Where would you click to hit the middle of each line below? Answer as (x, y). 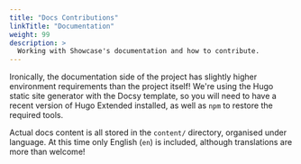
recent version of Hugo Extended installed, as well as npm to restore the (141, 105)
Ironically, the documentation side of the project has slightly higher (133, 77)
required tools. (36, 115)
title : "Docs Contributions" (64, 18)
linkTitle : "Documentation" (62, 26)
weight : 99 (30, 34)
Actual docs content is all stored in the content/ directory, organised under (148, 132)
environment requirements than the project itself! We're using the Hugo (141, 87)
